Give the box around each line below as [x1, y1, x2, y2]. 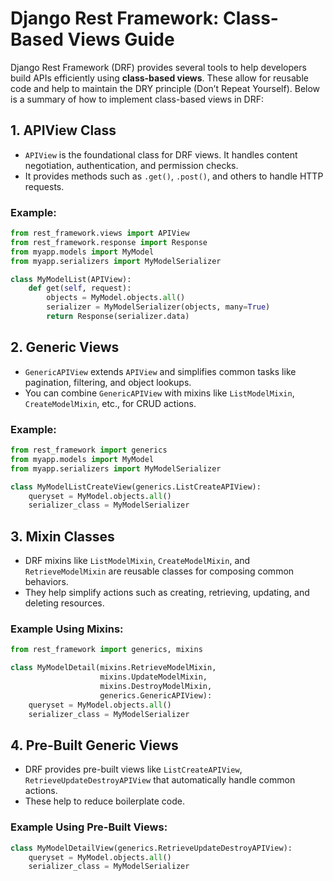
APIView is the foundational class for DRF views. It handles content [24, 148, 298, 161]
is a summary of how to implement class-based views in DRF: [10, 93, 265, 105]
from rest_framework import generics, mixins [10, 645, 203, 655]
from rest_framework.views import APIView [10, 228, 190, 239]
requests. [24, 180, 65, 192]
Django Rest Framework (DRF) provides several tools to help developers [10, 61, 307, 73]
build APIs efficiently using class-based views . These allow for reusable [10, 72, 309, 84]
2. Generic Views [10, 339, 120, 356]
